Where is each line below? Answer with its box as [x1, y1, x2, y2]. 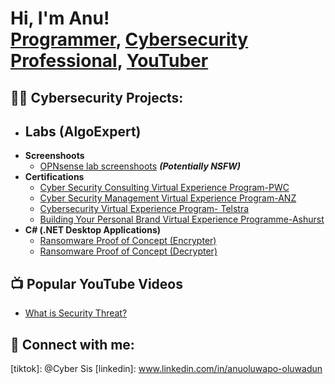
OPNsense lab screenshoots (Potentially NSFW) [39, 160, 241, 172]
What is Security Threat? [24, 307, 128, 319]
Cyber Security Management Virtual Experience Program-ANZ [39, 192, 297, 204]
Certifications [24, 171, 85, 183]
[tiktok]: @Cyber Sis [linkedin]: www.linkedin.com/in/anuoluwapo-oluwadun [10, 363, 323, 375]
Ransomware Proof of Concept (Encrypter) [39, 235, 217, 247]
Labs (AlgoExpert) [24, 123, 142, 140]
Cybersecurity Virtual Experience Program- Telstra [39, 203, 250, 215]
